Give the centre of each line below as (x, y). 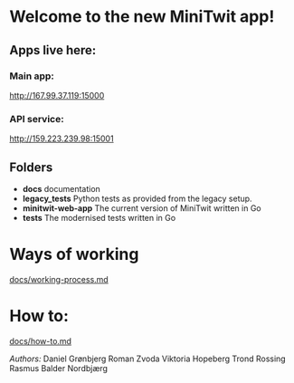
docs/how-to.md (41, 340)
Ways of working (74, 254)
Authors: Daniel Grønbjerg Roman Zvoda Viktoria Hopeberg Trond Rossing (148, 359)
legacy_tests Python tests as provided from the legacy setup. (137, 198)
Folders (31, 167)
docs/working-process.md (59, 279)
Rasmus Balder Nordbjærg (59, 368)
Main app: (32, 76)
